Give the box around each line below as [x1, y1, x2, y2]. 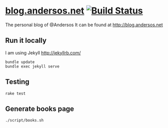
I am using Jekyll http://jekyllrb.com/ [5, 49, 81, 55]
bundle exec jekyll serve [5, 63, 59, 69]
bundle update [5, 59, 35, 65]
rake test [5, 91, 26, 96]
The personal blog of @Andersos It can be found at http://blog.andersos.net [5, 22, 163, 28]
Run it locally [5, 36, 47, 45]
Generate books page [5, 104, 74, 113]
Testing [5, 78, 30, 86]
